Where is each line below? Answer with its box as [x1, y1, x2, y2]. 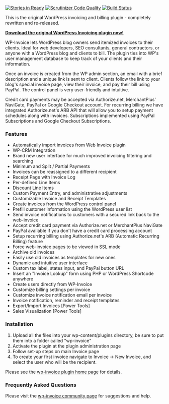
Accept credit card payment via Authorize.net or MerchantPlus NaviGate [12, 222, 162, 228]
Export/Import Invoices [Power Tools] [12, 303, 90, 309]
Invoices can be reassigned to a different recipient [12, 169, 117, 175]
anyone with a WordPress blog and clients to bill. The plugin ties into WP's [5, 50, 159, 56]
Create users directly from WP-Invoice [12, 281, 92, 287]
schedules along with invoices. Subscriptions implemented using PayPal [5, 112, 155, 119]
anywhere [12, 276, 34, 282]
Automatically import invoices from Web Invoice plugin [12, 142, 126, 148]
